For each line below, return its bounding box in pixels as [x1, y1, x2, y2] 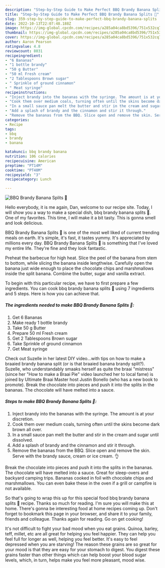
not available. [5, 486, 32, 491]
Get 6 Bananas [12, 315, 43, 321]
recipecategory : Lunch [5, 177, 52, 182]
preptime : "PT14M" [5, 163, 43, 168]
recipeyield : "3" [5, 172, 41, 177]
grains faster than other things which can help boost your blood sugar [5, 552, 146, 558]
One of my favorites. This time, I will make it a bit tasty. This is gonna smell [5, 215, 156, 221]
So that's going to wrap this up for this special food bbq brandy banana [5, 495, 150, 501]
